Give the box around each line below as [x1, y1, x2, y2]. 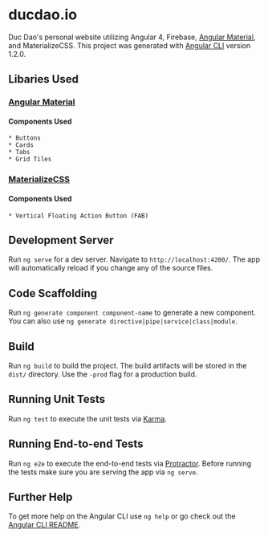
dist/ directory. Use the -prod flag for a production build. [8, 369, 197, 379]
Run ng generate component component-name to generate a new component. [8, 307, 257, 318]
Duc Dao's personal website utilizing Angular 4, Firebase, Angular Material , [8, 32, 256, 42]
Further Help [8, 490, 73, 504]
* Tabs [8, 148, 30, 157]
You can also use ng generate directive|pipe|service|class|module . [8, 316, 238, 326]
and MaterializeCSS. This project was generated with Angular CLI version [8, 40, 251, 50]
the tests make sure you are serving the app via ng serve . [8, 467, 198, 477]
